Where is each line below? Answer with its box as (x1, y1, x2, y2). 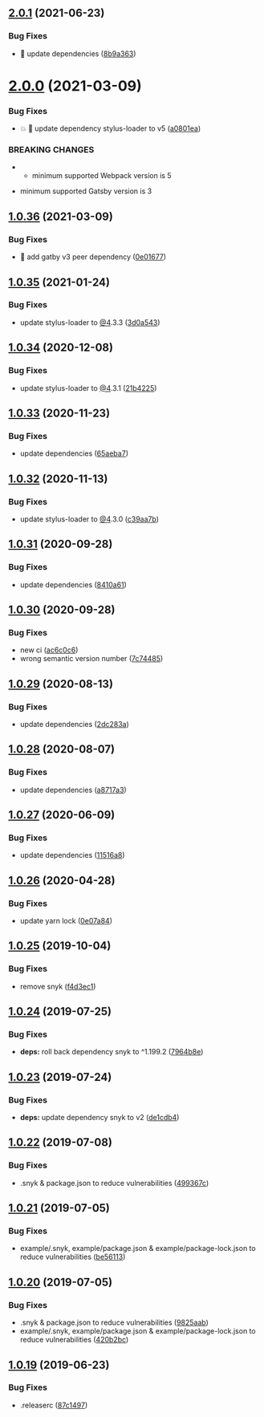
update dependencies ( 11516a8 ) (19, 851, 126, 860)
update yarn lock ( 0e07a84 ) (19, 916, 113, 926)
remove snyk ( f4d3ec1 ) (19, 981, 96, 991)
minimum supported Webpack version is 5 (31, 171, 172, 181)
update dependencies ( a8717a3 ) (19, 785, 127, 794)
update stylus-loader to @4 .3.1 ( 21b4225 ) (19, 383, 157, 392)
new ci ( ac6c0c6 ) (19, 645, 79, 655)
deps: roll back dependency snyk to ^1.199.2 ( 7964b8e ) (19, 1047, 204, 1057)
